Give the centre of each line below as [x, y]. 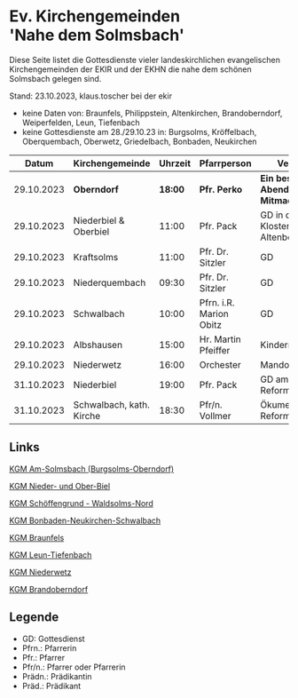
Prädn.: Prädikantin [57, 676]
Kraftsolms [96, 257]
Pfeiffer [215, 350]
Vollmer [215, 416]
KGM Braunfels [37, 537]
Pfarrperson [225, 163]
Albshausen [98, 345]
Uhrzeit [175, 163]
